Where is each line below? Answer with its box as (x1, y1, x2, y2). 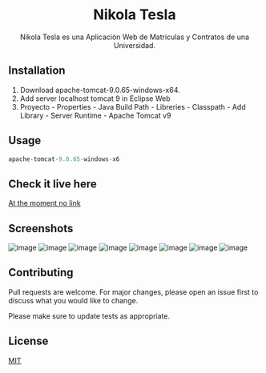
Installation (8, 64, 66, 78)
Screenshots (8, 222, 74, 235)
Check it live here (8, 177, 98, 191)
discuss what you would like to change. (8, 295, 139, 305)
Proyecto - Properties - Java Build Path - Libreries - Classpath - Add (19, 102, 246, 111)
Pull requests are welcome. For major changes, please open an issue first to (8, 287, 259, 297)
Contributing (8, 266, 74, 279)
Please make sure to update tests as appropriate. (8, 311, 171, 321)
